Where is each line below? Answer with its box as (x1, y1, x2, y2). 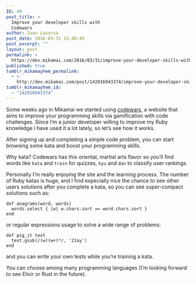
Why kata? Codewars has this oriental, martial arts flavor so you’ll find (6, 153, 174, 160)
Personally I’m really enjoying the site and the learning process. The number (6, 170, 189, 178)
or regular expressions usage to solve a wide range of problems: (6, 221, 162, 228)
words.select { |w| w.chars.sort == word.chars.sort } (11, 205, 148, 212)
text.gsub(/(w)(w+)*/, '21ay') (11, 237, 87, 243)
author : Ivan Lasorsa (6, 30, 59, 36)
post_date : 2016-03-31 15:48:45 (6, 36, 85, 41)
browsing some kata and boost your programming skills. (6, 142, 141, 149)
